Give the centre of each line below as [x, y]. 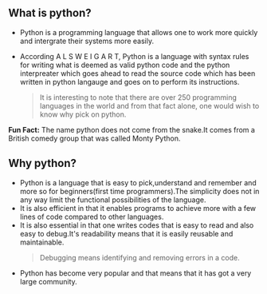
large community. [48, 281]
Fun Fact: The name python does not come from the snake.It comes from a [132, 129]
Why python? [43, 163]
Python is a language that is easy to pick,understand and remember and [138, 182]
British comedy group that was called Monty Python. [94, 138]
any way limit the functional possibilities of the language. [113, 200]
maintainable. [42, 242]
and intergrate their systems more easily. [86, 41]
